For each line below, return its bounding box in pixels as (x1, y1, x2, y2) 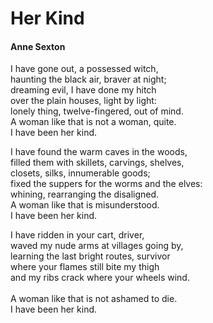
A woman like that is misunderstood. (10, 199, 160, 211)
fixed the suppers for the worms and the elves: (10, 178, 203, 190)
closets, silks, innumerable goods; (10, 167, 151, 179)
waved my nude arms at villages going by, (10, 240, 184, 252)
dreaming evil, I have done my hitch (10, 84, 157, 96)
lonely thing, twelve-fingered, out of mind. (10, 105, 184, 117)
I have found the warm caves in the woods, (10, 146, 188, 158)
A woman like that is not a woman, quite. (10, 116, 177, 128)
